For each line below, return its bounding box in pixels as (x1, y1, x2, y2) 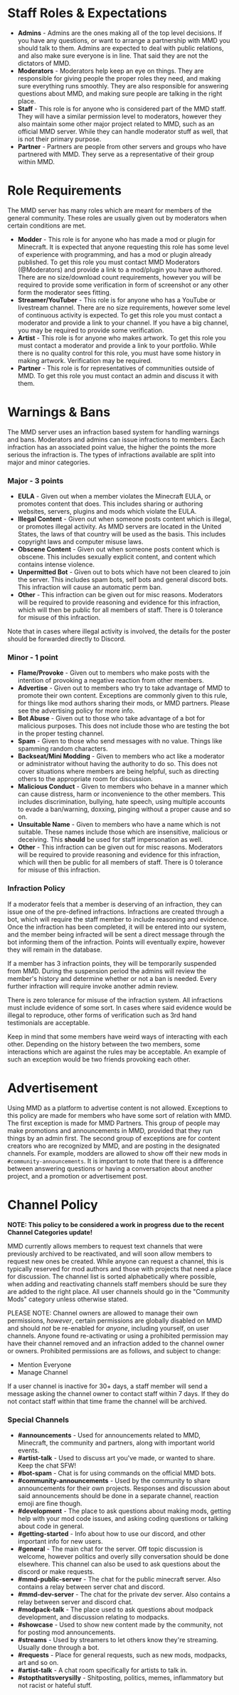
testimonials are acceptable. (7, 1018, 90, 1027)
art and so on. (17, 1658, 59, 1666)
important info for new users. (17, 1537, 103, 1545)
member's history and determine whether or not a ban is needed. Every (7, 974, 217, 982)
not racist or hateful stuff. (17, 1681, 92, 1689)
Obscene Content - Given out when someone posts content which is (17, 545, 221, 554)
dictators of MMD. (17, 58, 71, 67)
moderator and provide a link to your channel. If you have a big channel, (17, 318, 229, 327)
